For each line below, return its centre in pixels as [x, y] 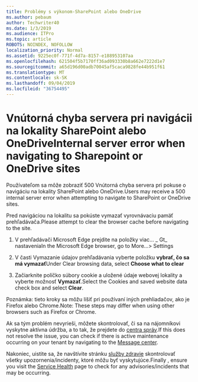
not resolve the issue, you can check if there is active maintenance [87, 336]
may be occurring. [29, 373]
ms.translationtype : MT [35, 72]
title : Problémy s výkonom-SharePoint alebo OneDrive [74, 12]
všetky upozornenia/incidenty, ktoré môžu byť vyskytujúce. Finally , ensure [97, 360]
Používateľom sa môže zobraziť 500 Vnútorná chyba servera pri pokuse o [96, 185]
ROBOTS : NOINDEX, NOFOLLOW [39, 45]
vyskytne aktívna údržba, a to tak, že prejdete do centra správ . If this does [96, 329]
